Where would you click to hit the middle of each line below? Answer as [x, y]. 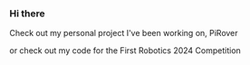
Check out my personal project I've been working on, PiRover [124, 33]
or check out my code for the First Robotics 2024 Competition [125, 51]
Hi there [27, 14]
